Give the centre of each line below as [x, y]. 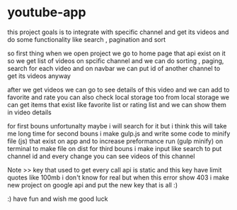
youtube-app [47, 12]
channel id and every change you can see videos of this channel [101, 156]
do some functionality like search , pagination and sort [87, 39]
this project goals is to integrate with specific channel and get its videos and [118, 32]
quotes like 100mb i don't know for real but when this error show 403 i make [118, 177]
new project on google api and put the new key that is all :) [93, 184]
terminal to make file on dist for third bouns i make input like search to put [115, 148]
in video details [29, 112]
